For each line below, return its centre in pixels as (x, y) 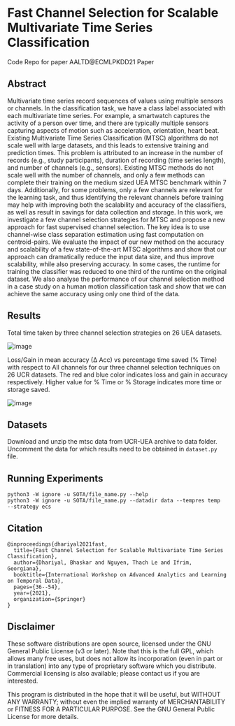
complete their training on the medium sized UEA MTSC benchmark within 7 (117, 182)
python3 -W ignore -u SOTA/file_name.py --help (78, 495)
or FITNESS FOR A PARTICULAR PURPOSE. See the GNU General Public (111, 709)
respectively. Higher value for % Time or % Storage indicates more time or (115, 382)
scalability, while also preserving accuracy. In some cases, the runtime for (114, 264)
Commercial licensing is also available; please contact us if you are (104, 673)
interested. (23, 681)
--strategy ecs (29, 507)
